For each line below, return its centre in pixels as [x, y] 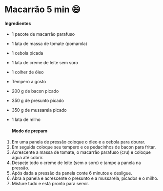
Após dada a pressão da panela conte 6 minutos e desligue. [72, 173]
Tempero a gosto [29, 82]
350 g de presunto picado [38, 101]
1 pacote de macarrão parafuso [43, 34]
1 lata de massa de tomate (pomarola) [49, 44]
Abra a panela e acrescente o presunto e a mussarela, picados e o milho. [85, 178]
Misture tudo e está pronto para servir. [50, 183]
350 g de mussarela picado [39, 110]
